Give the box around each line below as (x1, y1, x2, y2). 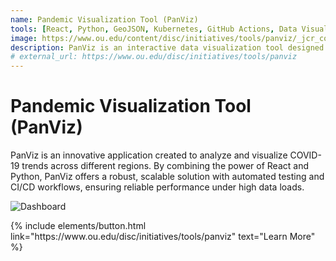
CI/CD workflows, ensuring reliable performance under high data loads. (10, 181, 305, 193)
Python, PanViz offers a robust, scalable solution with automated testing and (10, 171, 325, 183)
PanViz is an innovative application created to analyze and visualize (10, 149, 288, 161)
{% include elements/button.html (10, 220, 147, 232)
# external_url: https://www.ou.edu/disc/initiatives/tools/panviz (10, 52, 298, 62)
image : (10, 33, 38, 43)
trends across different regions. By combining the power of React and (21, 160, 309, 172)
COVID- (289, 149, 322, 161)
